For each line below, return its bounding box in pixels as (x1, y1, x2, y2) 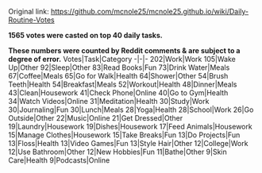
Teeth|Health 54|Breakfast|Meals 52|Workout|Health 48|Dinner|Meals (8, 79, 237, 89)
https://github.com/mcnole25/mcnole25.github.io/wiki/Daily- (50, 7, 249, 16)
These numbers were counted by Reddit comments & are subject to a (8, 46, 241, 55)
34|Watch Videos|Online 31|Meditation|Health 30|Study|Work (8, 97, 210, 106)
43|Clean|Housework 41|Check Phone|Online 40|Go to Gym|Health (8, 88, 229, 98)
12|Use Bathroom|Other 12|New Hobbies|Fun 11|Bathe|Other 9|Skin (8, 147, 228, 156)
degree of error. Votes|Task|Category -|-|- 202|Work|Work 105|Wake (8, 55, 236, 63)
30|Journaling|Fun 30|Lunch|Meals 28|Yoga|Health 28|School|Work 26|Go (8, 105, 254, 114)
